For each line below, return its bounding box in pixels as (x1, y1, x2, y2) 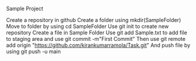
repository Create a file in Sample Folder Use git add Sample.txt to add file (6, 29, 188, 36)
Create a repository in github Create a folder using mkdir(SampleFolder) (6, 17, 182, 23)
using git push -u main (6, 48, 61, 55)
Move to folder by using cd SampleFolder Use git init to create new (6, 23, 169, 30)
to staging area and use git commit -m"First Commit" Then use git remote (6, 36, 186, 42)
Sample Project (6, 5, 43, 12)
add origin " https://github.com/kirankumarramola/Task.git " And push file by (6, 41, 191, 49)
